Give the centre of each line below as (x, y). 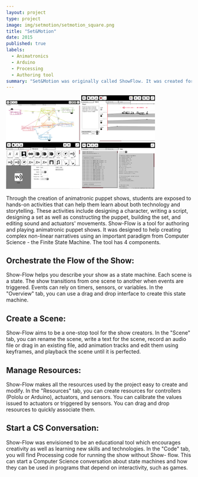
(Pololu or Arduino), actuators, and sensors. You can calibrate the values (94, 397)
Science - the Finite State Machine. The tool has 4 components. (83, 242)
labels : (16, 50)
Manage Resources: (44, 370)
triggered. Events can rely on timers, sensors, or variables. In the (85, 287)
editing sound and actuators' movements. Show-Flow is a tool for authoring (98, 223)
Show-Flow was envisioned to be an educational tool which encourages (93, 442)
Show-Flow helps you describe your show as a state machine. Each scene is (99, 275)
